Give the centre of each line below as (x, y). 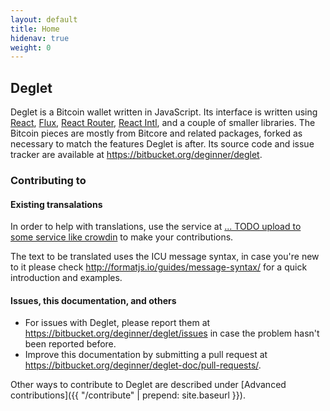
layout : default (44, 19)
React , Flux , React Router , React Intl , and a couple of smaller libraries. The (163, 123)
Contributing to (48, 180)
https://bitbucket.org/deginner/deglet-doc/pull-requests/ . (143, 365)
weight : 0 (31, 47)
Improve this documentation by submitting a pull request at (146, 355)
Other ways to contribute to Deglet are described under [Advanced (148, 385)
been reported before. (70, 344)
